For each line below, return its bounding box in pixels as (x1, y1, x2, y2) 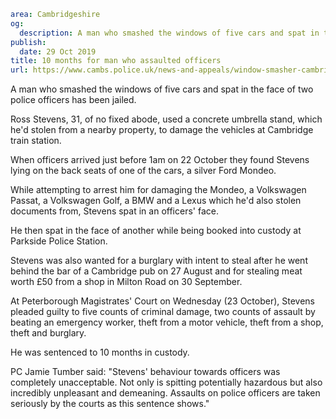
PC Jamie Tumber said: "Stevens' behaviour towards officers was (10, 366, 281, 378)
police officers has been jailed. (10, 94, 137, 106)
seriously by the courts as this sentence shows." (10, 398, 210, 410)
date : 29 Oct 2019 (19, 46, 97, 57)
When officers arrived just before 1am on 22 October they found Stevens (10, 154, 310, 166)
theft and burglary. (10, 327, 87, 339)
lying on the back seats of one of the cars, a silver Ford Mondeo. (10, 165, 277, 177)
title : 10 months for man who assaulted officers (10, 56, 222, 66)
